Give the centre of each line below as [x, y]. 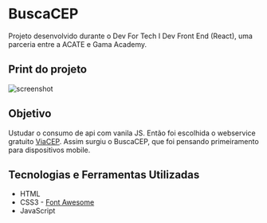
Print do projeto [48, 70]
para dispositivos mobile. [49, 150]
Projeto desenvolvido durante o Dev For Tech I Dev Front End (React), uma [131, 36]
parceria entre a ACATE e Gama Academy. [78, 44]
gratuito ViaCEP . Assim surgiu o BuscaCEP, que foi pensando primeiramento [133, 141]
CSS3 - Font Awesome [57, 202]
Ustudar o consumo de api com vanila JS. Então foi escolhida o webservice [132, 133]
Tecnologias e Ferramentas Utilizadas [104, 175]
